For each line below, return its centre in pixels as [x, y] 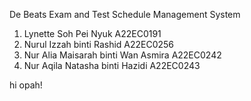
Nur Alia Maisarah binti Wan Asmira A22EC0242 [122, 55]
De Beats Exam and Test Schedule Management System [125, 14]
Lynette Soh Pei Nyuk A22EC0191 [92, 33]
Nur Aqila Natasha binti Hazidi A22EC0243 [112, 65]
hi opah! [26, 85]
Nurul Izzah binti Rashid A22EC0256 [99, 44]
